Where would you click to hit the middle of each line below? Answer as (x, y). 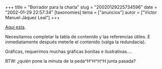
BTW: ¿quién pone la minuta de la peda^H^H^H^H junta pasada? (71, 61)
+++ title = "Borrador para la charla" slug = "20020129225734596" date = (81, 7)
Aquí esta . (15, 27)
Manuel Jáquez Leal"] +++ (33, 17)
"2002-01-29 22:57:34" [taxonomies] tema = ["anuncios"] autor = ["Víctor (81, 12)
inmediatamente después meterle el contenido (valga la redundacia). (76, 42)
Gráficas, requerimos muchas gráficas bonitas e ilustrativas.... (69, 52)
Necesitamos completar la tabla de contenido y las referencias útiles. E (78, 37)
